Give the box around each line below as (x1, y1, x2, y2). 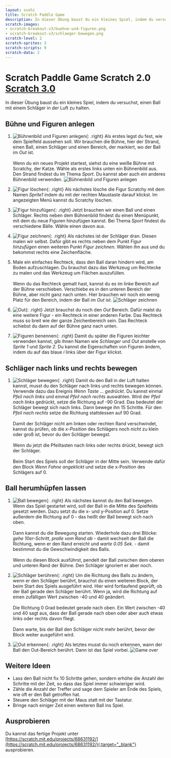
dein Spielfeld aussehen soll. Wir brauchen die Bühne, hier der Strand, (12, 138, 160, 145)
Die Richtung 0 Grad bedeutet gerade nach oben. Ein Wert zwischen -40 (12, 604, 165, 610)
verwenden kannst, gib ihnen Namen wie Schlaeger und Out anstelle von (12, 338, 166, 344)
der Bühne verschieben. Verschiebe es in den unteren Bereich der (12, 286, 152, 293)
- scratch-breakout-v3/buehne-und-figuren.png (5, 26, 106, 32)
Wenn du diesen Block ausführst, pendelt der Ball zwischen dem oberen (12, 557, 164, 563)
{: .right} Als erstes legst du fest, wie (85, 133, 163, 139)
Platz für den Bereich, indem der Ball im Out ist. (12, 297, 112, 303)
